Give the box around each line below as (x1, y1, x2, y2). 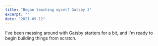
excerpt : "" (5, 12, 30, 17)
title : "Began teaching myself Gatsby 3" (5, 7, 92, 12)
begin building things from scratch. (5, 35, 77, 41)
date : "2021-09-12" (5, 16, 46, 21)
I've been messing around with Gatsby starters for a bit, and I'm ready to (5, 30, 153, 36)
